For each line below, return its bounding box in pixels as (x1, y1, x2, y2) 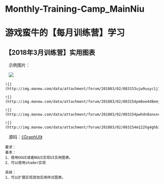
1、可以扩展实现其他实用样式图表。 (5, 175, 66, 180)
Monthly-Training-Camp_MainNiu (5, 3, 145, 15)
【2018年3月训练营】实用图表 (5, 48, 95, 57)
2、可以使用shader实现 (5, 161, 46, 165)
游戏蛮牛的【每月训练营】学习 (5, 27, 125, 39)
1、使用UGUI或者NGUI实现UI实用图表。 (5, 155, 73, 160)
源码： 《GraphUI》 (8, 134, 42, 140)
